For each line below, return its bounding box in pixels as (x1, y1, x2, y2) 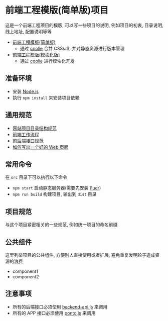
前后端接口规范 (12, 138, 44, 144)
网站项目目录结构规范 (12, 125, 57, 131)
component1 (12, 268, 39, 274)
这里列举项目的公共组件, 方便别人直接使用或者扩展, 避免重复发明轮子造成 (5, 252, 155, 258)
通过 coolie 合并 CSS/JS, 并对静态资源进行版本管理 (20, 45, 125, 51)
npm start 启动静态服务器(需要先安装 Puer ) (12, 185, 101, 191)
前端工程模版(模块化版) (12, 51, 60, 58)
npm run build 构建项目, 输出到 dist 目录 (12, 191, 97, 197)
